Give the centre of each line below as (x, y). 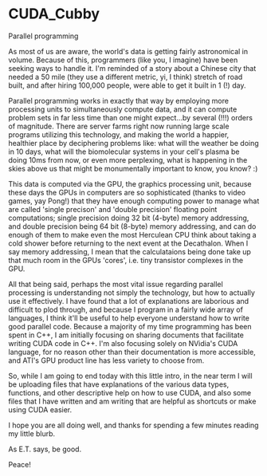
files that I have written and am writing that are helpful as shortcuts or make (132, 401)
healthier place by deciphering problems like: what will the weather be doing (133, 143)
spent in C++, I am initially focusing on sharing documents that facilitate (126, 335)
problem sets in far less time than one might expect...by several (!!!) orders (131, 117)
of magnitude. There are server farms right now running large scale (119, 126)
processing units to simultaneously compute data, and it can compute (123, 109)
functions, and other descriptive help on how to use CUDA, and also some (130, 392)
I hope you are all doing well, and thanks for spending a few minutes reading (133, 425)
